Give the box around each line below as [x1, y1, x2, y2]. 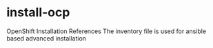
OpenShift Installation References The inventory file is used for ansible [6, 27, 207, 35]
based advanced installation [6, 34, 87, 42]
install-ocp [6, 5, 70, 20]
